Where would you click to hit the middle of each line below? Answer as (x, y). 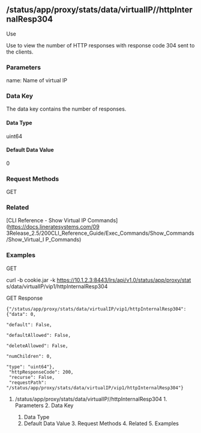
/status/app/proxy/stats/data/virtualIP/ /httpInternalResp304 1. (91, 399)
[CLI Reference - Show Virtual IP (46, 220)
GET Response (25, 298)
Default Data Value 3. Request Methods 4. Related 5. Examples (101, 423)
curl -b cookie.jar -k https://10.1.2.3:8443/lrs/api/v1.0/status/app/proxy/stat (99, 280)
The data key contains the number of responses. (66, 109)
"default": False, (29, 325)
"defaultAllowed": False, (38, 335)
